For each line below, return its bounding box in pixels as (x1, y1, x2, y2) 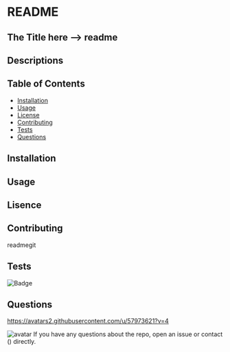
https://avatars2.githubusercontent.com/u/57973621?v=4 (7, 317, 170, 325)
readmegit (7, 241, 36, 249)
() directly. (7, 338, 36, 346)
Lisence (7, 199, 42, 211)
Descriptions (7, 54, 64, 66)
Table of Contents (7, 78, 86, 90)
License (16, 110, 40, 119)
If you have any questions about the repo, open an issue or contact (33, 330, 223, 338)
